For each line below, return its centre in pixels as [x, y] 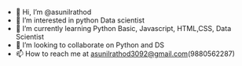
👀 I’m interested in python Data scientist [80, 20]
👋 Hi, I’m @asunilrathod [53, 12]
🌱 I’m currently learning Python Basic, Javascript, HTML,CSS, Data [123, 28]
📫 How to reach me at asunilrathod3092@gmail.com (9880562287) [125, 54]
